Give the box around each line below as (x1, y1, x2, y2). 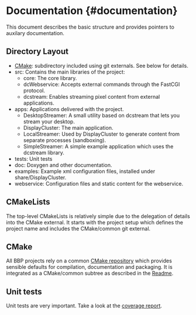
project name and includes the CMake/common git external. (6, 225, 151, 232)
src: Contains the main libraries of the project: (14, 68, 125, 75)
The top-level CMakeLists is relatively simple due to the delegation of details (6, 212, 190, 220)
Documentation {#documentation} (6, 4, 178, 18)
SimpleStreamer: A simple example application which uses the (23, 143, 174, 150)
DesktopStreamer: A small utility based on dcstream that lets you (23, 112, 180, 119)
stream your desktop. (23, 118, 75, 125)
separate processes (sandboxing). (23, 136, 106, 144)
